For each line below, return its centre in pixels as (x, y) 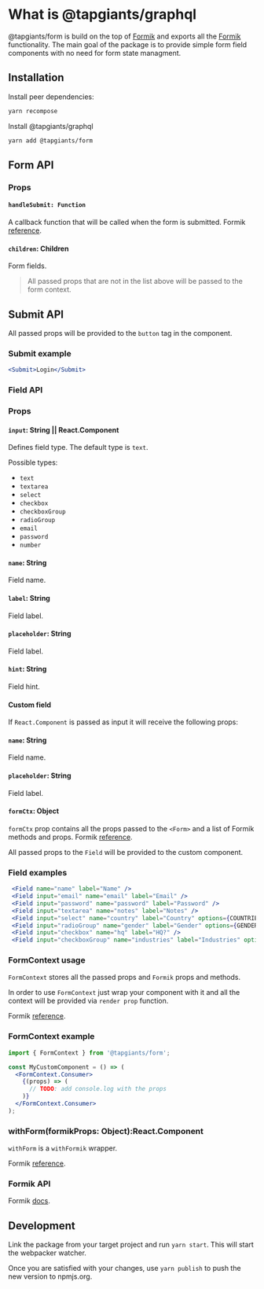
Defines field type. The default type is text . (78, 447)
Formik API (29, 1184)
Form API (31, 165)
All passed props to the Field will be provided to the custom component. (126, 852)
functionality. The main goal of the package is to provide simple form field (128, 44)
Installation (36, 77)
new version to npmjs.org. (50, 1276)
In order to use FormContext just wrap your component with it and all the (124, 993)
